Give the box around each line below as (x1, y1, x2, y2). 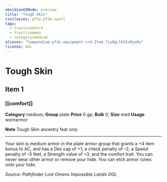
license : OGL (5, 44, 32, 49)
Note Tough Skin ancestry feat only (5, 126, 78, 132)
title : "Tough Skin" (5, 12, 48, 17)
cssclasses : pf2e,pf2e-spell (5, 16, 66, 21)
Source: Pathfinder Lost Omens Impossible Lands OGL (5, 171, 117, 177)
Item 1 (5, 85, 24, 94)
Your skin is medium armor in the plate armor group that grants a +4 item (5, 140, 155, 146)
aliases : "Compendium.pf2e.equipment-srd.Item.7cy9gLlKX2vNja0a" (5, 40, 143, 45)
